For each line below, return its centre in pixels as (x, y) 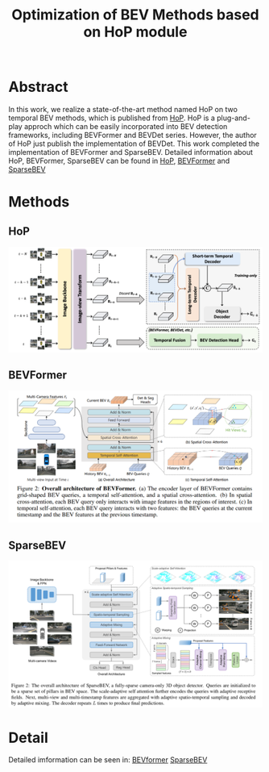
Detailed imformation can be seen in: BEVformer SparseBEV (108, 760)
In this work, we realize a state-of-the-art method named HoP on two (123, 109)
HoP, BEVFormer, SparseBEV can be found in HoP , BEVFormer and (119, 161)
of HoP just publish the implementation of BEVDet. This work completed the (134, 144)
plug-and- (234, 118)
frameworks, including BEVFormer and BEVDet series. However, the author (133, 135)
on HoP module (135, 32)
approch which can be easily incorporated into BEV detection (126, 126)
